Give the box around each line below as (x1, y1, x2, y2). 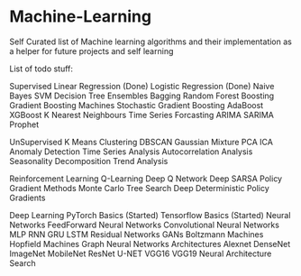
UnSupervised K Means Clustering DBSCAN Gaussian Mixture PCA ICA (9, 136, 273, 147)
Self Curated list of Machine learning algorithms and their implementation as (9, 36, 293, 47)
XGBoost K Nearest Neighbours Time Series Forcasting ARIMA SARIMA (9, 109, 275, 120)
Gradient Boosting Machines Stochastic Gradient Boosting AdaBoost (9, 99, 264, 110)
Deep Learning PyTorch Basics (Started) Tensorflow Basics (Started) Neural (9, 209, 291, 220)
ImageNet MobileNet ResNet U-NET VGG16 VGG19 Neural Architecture (9, 248, 272, 259)
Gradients (9, 192, 46, 203)
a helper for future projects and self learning (9, 45, 174, 56)
